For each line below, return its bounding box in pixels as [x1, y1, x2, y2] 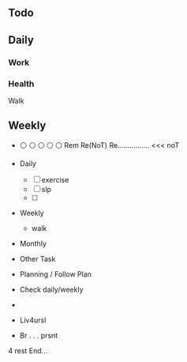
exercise [41, 175, 69, 184]
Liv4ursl [19, 315, 47, 325]
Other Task [19, 254, 56, 263]
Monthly [19, 239, 47, 248]
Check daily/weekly [19, 285, 84, 294]
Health [8, 78, 35, 89]
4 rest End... [8, 345, 48, 355]
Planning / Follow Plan [19, 269, 92, 279]
